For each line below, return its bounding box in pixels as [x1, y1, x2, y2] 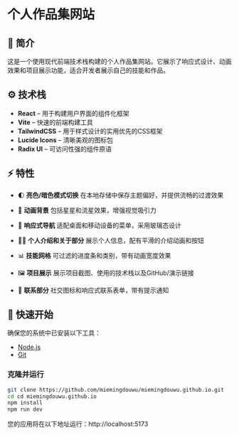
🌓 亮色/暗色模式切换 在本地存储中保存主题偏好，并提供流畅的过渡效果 [17, 190, 224, 199]
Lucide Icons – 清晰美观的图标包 [17, 136, 114, 144]
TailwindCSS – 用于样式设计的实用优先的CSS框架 [17, 127, 163, 135]
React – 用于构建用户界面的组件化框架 [17, 109, 129, 117]
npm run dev [7, 406, 43, 413]
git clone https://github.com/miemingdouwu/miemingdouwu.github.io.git [7, 386, 224, 393]
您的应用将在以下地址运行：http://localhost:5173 [7, 420, 149, 429]
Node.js [17, 343, 41, 352]
